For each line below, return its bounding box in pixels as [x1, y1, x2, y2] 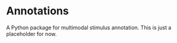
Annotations [6, 4, 69, 18]
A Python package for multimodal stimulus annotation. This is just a [6, 24, 172, 31]
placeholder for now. [6, 30, 57, 37]
